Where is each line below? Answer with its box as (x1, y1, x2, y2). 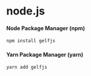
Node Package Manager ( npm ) (6, 24, 86, 31)
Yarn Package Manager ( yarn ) (6, 51, 84, 58)
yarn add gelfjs (6, 65, 47, 71)
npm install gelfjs (6, 38, 56, 44)
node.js (6, 4, 45, 18)
